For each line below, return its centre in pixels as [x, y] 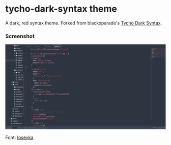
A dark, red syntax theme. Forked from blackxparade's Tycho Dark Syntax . [84, 23]
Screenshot [20, 36]
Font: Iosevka [19, 137]
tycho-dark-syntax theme [61, 9]
